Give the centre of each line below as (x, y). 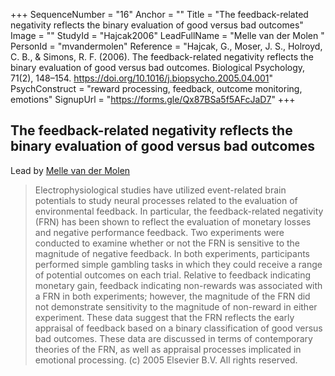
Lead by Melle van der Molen (70, 170)
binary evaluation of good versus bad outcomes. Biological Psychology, (158, 67)
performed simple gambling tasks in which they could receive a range (178, 264)
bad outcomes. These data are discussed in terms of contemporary (173, 338)
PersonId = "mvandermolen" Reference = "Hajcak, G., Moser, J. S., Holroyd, (166, 46)
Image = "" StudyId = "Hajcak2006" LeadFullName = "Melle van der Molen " (167, 35)
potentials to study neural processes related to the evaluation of (166, 200)
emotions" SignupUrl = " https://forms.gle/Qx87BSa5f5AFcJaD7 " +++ (153, 99)
